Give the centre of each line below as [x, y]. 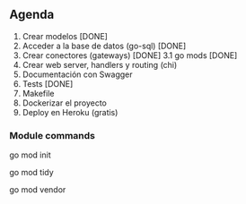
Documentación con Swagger [77, 74]
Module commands [53, 135]
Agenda [32, 15]
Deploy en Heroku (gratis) [70, 112]
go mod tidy [31, 173]
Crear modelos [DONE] [65, 36]
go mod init [30, 155]
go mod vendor [38, 190]
